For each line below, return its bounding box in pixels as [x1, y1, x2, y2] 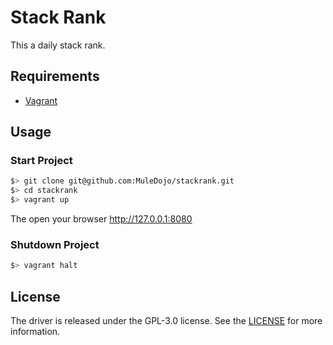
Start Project [10, 154, 73, 168]
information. [10, 326, 61, 338]
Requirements [10, 68, 100, 85]
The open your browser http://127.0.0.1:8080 [10, 213, 193, 225]
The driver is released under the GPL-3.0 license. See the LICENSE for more [10, 315, 323, 327]
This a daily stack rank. [10, 39, 106, 51]
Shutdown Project [10, 237, 100, 251]
